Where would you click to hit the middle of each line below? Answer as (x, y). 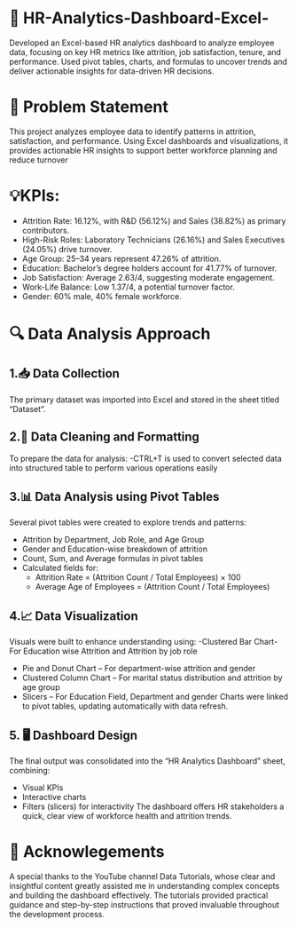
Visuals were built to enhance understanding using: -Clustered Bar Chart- (144, 642)
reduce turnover (39, 160)
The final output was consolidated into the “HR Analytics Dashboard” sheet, (147, 761)
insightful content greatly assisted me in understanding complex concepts (145, 886)
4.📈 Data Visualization (74, 616)
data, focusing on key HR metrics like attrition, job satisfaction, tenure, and (145, 52)
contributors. (46, 230)
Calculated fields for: (60, 568)
